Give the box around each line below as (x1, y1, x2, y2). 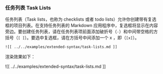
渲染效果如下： (5, 54, 35, 60)
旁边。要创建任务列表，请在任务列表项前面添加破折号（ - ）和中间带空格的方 (5, 28, 158, 35)
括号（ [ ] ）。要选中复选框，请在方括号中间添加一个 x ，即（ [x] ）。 (5, 35, 139, 41)
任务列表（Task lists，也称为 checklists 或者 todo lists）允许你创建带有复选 (5, 16, 157, 23)
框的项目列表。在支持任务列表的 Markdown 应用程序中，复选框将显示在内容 (5, 23, 158, 28)
